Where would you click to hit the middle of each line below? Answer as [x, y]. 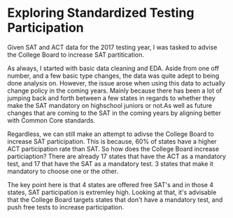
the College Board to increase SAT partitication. [76, 55]
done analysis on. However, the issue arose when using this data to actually [116, 83]
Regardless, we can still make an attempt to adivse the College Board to [111, 134]
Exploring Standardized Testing [101, 13]
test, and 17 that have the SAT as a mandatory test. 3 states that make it [110, 163]
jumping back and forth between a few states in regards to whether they [111, 98]
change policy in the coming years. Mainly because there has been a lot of [115, 90]
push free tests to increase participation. [66, 207]
